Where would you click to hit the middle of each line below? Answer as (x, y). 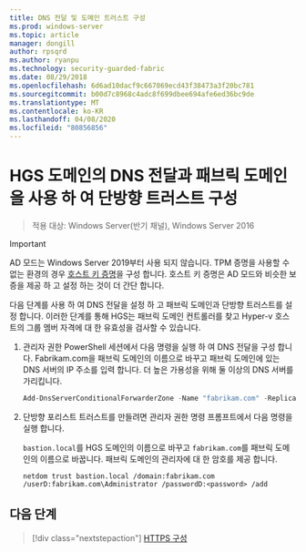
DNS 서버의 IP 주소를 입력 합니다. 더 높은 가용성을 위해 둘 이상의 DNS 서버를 (158, 369)
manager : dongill (42, 43)
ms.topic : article (44, 35)
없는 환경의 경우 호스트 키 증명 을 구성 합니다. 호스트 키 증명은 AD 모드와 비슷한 (148, 273)
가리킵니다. (42, 381)
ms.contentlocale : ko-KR (56, 111)
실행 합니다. (44, 428)
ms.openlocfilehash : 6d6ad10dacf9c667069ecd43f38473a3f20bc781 (132, 86)
